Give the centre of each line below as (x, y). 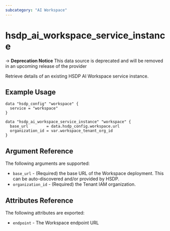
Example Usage (31, 92)
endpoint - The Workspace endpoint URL (56, 223)
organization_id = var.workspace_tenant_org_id (62, 131)
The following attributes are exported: (45, 213)
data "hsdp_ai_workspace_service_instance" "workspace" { (68, 122)
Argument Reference (39, 151)
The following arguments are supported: (48, 163)
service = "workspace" (34, 108)
